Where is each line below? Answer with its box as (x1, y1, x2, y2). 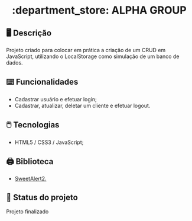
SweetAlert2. (14, 175, 47, 182)
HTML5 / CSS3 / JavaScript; (14, 139, 84, 146)
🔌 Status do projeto (6, 192, 78, 202)
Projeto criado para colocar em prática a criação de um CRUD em (6, 47, 166, 53)
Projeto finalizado (6, 208, 49, 215)
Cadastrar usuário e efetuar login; (14, 95, 97, 103)
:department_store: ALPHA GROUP (11, 4, 187, 17)
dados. (6, 59, 23, 66)
